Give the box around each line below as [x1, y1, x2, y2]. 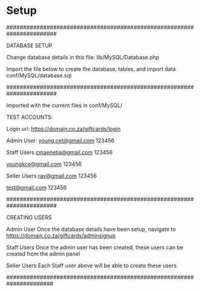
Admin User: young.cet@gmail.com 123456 [6, 137, 115, 144]
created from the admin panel [6, 250, 80, 257]
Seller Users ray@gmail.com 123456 [6, 172, 97, 179]
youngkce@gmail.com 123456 [6, 160, 82, 167]
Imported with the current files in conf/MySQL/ [6, 101, 123, 109]
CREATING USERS [6, 213, 52, 221]
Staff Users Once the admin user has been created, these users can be [6, 244, 183, 251]
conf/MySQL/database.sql [6, 71, 72, 79]
